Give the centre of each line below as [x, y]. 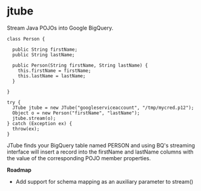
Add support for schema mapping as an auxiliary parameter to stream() [104, 181]
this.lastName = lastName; [52, 76]
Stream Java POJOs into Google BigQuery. [60, 28]
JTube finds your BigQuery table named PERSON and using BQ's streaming [101, 145]
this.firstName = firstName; [54, 71]
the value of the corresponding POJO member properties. [79, 158]
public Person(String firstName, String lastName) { [80, 65]
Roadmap [19, 170]
